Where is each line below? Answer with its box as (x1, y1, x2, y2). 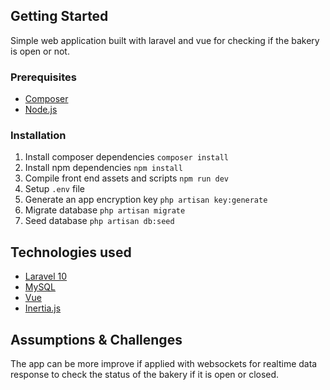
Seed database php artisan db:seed (24, 215, 175, 227)
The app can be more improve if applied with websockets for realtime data (10, 358, 318, 370)
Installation (10, 129, 67, 143)
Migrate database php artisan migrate (24, 204, 186, 216)
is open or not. (10, 45, 70, 57)
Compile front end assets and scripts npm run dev (24, 172, 229, 184)
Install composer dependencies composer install (24, 151, 229, 163)
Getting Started (10, 8, 109, 25)
